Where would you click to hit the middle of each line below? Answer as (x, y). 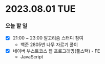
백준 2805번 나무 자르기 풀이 (49, 45)
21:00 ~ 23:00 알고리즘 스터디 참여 (48, 38)
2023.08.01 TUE (40, 9)
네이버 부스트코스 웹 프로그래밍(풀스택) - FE (56, 51)
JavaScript (32, 56)
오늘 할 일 (16, 26)
